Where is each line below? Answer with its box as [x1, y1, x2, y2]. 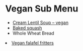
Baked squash [12, 24, 42, 30]
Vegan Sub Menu [5, 3, 78, 14]
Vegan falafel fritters [12, 39, 54, 45]
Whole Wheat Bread [12, 30, 54, 36]
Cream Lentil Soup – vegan [12, 19, 69, 25]
